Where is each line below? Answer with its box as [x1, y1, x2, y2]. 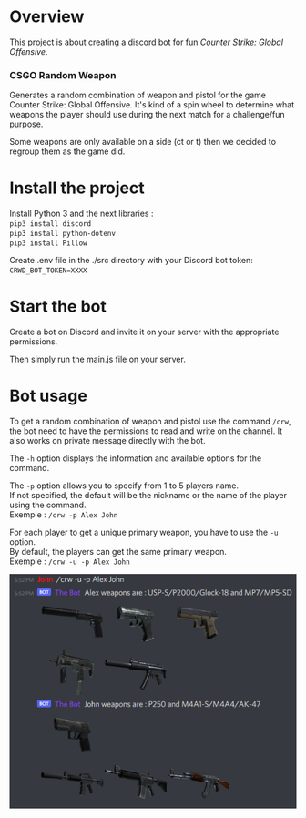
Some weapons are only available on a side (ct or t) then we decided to [9, 137, 276, 148]
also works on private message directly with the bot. [9, 435, 207, 446]
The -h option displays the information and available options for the [9, 453, 262, 464]
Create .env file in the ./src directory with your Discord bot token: [9, 255, 253, 266]
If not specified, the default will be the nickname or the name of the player [9, 490, 287, 501]
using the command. [9, 499, 87, 511]
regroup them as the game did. [9, 146, 126, 157]
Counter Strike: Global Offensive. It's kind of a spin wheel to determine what [9, 99, 295, 110]
